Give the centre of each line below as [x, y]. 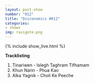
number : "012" [20, 14]
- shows [13, 28]
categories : [17, 23]
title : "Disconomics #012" [33, 19]
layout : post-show [24, 10]
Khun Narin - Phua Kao [35, 70]
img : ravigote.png [24, 32]
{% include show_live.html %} [35, 46]
